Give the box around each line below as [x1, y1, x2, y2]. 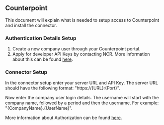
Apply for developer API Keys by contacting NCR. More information [12, 51, 150, 57]
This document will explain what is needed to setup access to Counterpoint [5, 17, 160, 23]
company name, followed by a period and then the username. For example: [5, 100, 159, 106]
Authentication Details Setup [5, 35, 77, 42]
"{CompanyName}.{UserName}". [5, 105, 73, 111]
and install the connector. [5, 22, 57, 28]
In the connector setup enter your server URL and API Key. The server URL [5, 80, 158, 86]
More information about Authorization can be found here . [5, 115, 122, 121]
